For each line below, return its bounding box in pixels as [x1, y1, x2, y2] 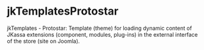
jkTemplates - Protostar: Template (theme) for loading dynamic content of [7, 24, 192, 32]
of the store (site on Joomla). [7, 37, 80, 45]
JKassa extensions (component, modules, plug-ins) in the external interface [7, 30, 198, 38]
